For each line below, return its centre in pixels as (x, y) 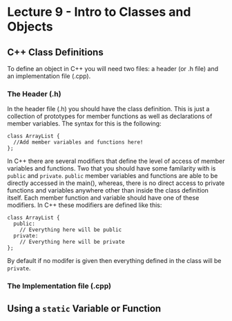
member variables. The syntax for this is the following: (84, 124)
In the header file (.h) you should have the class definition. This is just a (108, 109)
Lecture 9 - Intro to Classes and (99, 12)
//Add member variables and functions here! (78, 142)
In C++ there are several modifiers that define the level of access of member (116, 161)
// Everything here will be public (71, 230)
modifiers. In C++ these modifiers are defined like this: (85, 205)
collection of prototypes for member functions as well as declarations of (110, 116)
